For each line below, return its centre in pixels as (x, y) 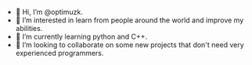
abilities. (29, 28)
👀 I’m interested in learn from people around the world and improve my (130, 20)
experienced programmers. (59, 53)
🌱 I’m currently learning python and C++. (81, 36)
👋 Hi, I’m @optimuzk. (49, 12)
